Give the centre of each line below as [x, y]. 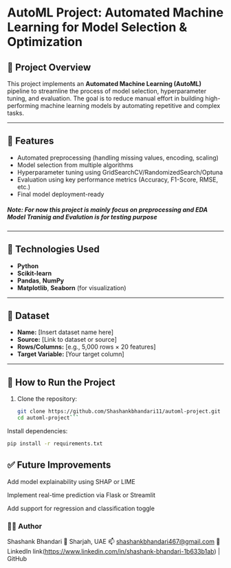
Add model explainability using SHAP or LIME [71, 481]
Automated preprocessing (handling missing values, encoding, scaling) [118, 157]
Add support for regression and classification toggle [81, 508]
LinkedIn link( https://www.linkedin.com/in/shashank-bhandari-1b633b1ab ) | [114, 551]
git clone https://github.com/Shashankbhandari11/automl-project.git [119, 412]
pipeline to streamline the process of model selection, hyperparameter [107, 91]
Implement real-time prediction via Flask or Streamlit [81, 495]
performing [23, 106]
